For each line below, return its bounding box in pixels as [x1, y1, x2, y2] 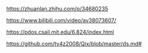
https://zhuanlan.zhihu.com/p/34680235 [6, 5, 109, 12]
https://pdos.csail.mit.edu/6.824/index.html [6, 28, 114, 36]
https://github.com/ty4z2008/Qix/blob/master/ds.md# [6, 40, 142, 47]
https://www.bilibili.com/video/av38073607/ [6, 17, 116, 23]
